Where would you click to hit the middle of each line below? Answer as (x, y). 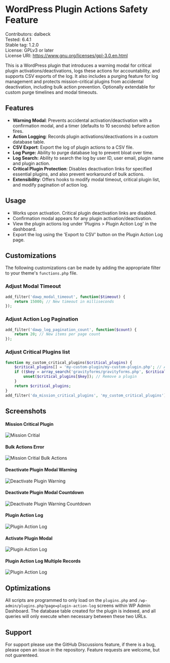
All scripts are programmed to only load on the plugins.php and (71, 600)
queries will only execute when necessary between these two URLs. (76, 616)
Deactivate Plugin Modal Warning (41, 469)
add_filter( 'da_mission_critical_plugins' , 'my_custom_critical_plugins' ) (86, 395)
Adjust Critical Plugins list (38, 352)
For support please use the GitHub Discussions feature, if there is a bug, (80, 644)
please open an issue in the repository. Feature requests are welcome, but (82, 650)
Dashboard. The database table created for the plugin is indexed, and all (80, 611)
